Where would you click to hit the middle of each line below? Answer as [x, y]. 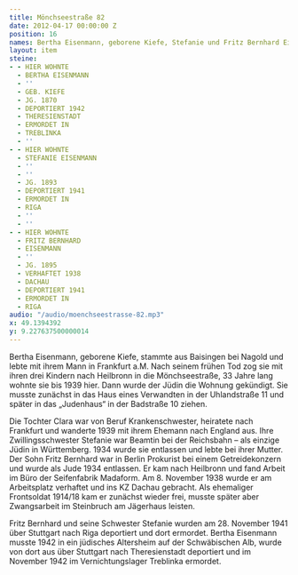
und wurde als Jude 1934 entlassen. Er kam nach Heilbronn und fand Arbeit [147, 468]
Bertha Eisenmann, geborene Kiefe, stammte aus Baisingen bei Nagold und [146, 356]
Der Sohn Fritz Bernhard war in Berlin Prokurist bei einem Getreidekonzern [145, 459]
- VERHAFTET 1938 [49, 274]
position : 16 [33, 34]
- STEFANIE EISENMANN [57, 158]
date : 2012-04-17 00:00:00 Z [63, 26]
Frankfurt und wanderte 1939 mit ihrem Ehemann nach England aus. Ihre [141, 430]
